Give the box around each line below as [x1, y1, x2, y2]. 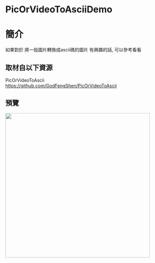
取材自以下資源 [5, 63, 53, 72]
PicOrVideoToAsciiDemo [5, 4, 113, 15]
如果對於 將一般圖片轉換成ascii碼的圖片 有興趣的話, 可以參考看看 [5, 47, 142, 53]
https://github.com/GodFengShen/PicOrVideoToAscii [5, 82, 117, 88]
